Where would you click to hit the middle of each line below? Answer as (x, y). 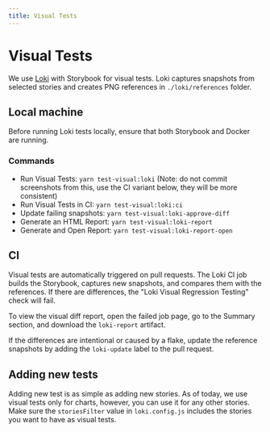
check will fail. (32, 300)
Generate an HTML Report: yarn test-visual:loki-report (116, 221)
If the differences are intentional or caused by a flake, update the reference (133, 341)
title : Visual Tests (43, 16)
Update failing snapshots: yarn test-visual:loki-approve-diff (125, 213)
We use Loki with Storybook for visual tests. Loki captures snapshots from (132, 78)
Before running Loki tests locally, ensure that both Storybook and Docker (129, 132)
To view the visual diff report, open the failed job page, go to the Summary (132, 317)
